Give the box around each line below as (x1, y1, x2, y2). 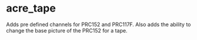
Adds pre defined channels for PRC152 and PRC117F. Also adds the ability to (6, 21, 191, 28)
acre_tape (6, 2, 56, 15)
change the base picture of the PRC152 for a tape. (6, 27, 128, 34)
